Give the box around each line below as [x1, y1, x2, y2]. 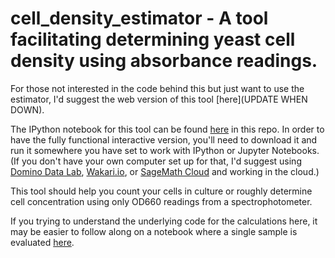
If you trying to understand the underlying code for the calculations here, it [10, 215, 318, 227]
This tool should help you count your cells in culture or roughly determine [10, 185, 313, 197]
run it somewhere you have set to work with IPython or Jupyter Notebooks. [10, 144, 320, 156]
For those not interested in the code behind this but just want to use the [10, 82, 305, 94]
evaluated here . [10, 236, 75, 248]
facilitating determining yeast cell [10, 28, 296, 51]
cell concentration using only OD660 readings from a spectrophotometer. [10, 195, 313, 207]
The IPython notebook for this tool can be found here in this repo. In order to [10, 123, 325, 135]
